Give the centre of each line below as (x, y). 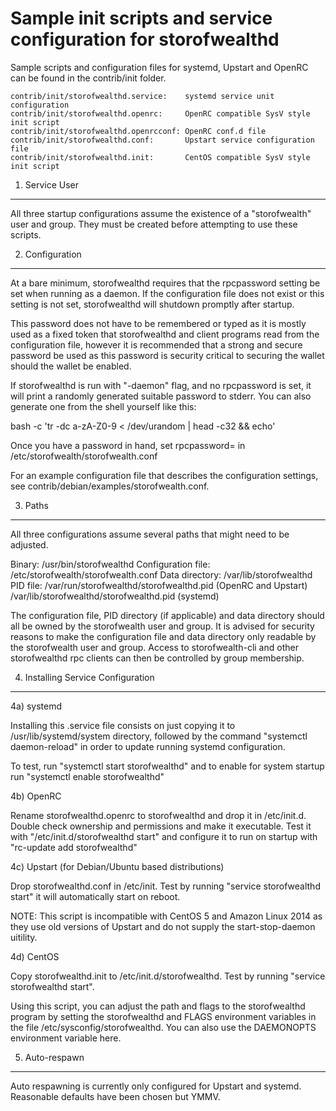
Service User (52, 184)
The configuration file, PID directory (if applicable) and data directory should (167, 615)
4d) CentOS (35, 956)
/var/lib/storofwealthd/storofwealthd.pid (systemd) (115, 596)
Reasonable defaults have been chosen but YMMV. (115, 1096)
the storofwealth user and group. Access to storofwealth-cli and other (154, 647)
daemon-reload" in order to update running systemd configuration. (148, 746)
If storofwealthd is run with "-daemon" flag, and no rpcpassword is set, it (161, 385)
